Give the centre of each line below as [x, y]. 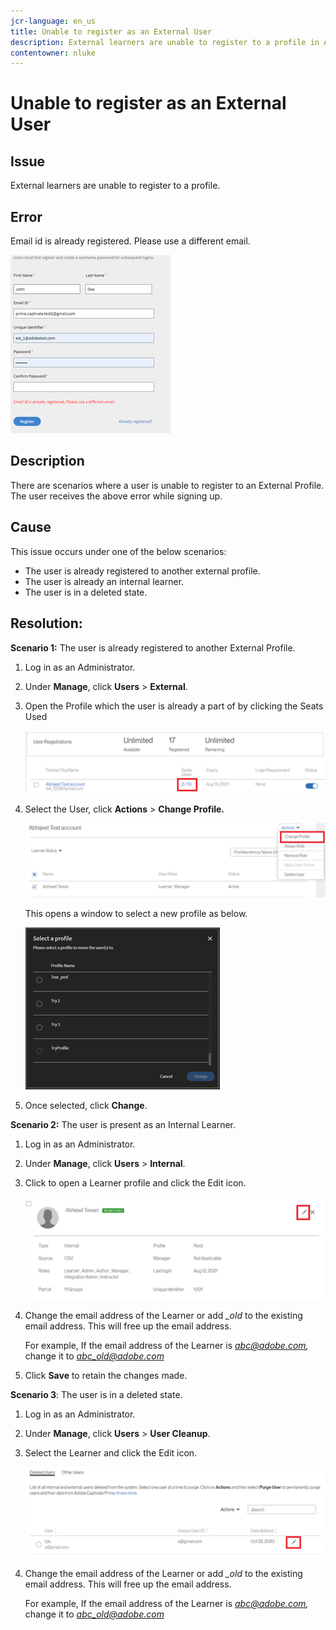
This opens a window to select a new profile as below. [136, 913]
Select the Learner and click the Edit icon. [111, 1453]
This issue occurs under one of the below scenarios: [118, 551]
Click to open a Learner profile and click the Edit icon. [135, 1182]
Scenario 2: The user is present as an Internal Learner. [123, 1124]
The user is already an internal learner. [104, 581]
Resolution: [46, 623]
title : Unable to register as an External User [111, 31]
